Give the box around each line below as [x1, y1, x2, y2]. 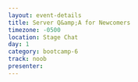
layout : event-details [8, 11, 82, 20]
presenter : [8, 62, 44, 70]
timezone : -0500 [8, 26, 61, 34]
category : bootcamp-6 [8, 48, 79, 55]
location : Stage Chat [8, 33, 79, 41]
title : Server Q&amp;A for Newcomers [8, 19, 131, 27]
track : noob [8, 55, 47, 63]
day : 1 [8, 41, 30, 48]
